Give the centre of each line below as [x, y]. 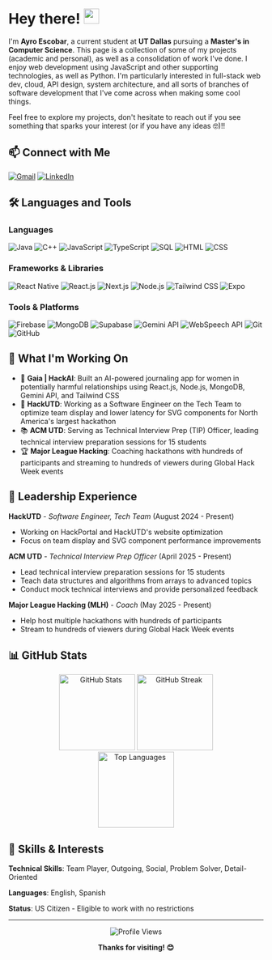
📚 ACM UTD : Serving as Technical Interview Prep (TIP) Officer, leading [139, 430]
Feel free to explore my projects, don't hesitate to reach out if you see [125, 117]
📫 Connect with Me [59, 153]
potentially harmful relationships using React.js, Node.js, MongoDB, [132, 387]
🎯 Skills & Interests [56, 849]
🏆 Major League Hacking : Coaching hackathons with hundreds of [132, 451]
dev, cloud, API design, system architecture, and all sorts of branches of [129, 84]
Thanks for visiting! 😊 [136, 948]
